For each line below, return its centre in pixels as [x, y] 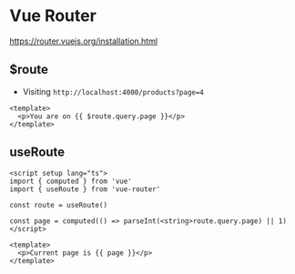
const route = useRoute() [58, 205]
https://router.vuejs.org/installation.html [83, 41]
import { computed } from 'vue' [71, 181]
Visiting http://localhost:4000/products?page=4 [113, 91]
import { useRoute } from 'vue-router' [85, 189]
